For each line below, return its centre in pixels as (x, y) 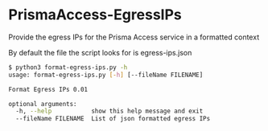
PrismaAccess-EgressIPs (95, 15)
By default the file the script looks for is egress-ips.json (100, 52)
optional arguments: (43, 104)
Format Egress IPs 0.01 (48, 89)
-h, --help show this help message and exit (109, 111)
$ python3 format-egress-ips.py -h (68, 67)
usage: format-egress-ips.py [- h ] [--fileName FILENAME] (106, 75)
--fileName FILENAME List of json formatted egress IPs (113, 119)
